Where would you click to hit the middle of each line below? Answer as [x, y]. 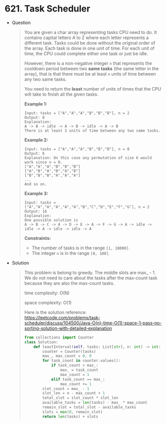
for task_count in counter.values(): [81, 361]
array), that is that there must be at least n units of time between [90, 74]
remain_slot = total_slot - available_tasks [89, 407]
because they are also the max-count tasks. [69, 283]
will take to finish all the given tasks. [61, 94]
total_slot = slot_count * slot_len [80, 398]
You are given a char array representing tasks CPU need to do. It [91, 32]
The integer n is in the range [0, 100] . [71, 253]
